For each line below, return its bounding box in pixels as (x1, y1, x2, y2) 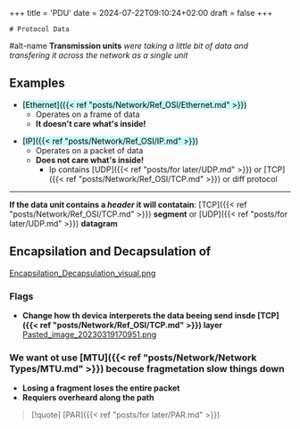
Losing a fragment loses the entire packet (21, 383, 180, 393)
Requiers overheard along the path (21, 392, 154, 403)
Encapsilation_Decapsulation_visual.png (9, 268, 156, 278)
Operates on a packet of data (35, 144, 144, 155)
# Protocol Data (9, 25, 70, 34)
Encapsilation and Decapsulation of (9, 244, 212, 260)
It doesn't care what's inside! (35, 118, 146, 128)
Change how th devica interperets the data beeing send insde (21, 309, 256, 320)
